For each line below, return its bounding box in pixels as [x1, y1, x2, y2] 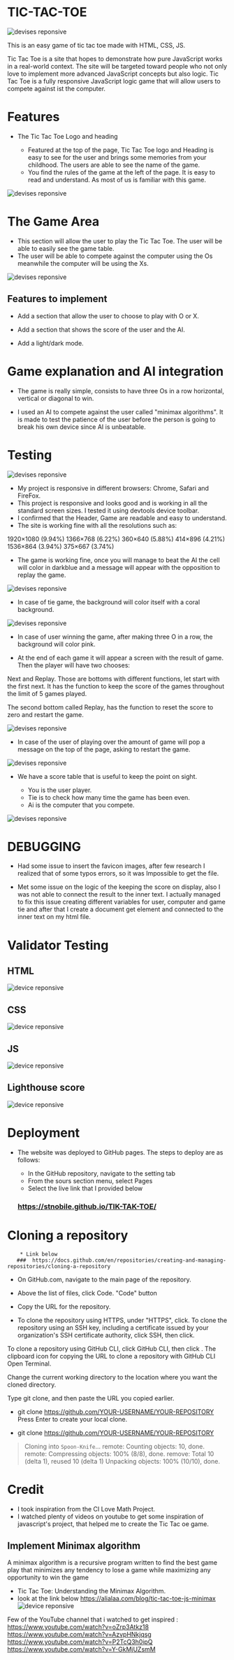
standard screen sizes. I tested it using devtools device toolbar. [17, 506, 200, 515]
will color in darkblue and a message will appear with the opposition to [17, 563, 221, 571]
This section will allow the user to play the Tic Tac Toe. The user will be [17, 236, 223, 245]
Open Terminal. [7, 1359, 52, 1368]
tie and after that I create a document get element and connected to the [17, 905, 224, 913]
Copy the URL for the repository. [17, 1302, 111, 1311]
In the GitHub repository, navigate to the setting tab [27, 1169, 176, 1178]
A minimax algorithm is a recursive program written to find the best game [7, 1558, 218, 1567]
